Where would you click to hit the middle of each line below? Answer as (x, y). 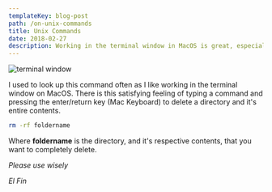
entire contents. (34, 111)
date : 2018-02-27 (38, 38)
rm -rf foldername (39, 126)
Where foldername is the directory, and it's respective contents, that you (130, 141)
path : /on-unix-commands (50, 23)
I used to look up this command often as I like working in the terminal (123, 85)
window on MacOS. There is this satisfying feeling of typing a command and (136, 93)
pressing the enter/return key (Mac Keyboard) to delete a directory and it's (133, 102)
